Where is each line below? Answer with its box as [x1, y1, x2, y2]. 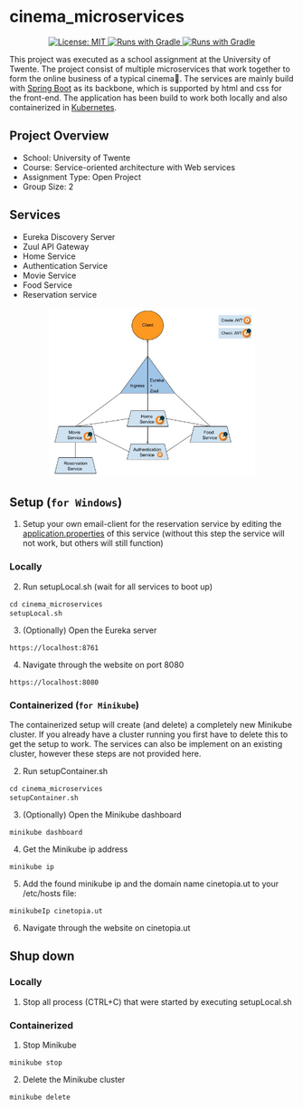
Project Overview [9, 129, 109, 144]
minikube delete [9, 1093, 71, 1102]
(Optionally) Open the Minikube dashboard [22, 808, 183, 820]
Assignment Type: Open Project [22, 171, 142, 182]
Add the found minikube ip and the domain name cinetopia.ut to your [22, 878, 279, 889]
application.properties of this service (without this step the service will [22, 528, 285, 540]
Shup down [9, 949, 75, 964]
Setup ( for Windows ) [9, 494, 123, 510]
